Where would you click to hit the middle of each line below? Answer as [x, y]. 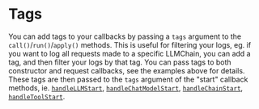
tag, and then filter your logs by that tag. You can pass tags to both [120, 62]
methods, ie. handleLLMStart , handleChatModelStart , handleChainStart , [126, 88]
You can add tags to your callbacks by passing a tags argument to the [125, 36]
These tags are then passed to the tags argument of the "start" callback [128, 79]
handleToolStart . [37, 96]
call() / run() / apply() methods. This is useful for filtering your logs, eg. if [130, 44]
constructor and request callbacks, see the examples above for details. [127, 70]
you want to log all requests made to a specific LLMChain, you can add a [129, 53]
